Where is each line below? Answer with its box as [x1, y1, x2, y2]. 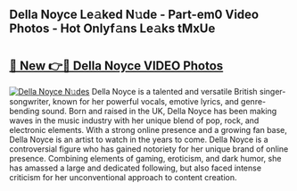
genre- [240, 96, 267, 106]
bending [9, 106, 40, 116]
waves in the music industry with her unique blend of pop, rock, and [9, 115, 260, 126]
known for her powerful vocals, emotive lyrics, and [52, 96, 239, 106]
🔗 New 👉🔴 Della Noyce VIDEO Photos [9, 58, 224, 73]
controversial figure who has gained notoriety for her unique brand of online [9, 144, 289, 154]
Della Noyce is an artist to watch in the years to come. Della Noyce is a [9, 134, 269, 145]
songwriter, [9, 96, 51, 106]
